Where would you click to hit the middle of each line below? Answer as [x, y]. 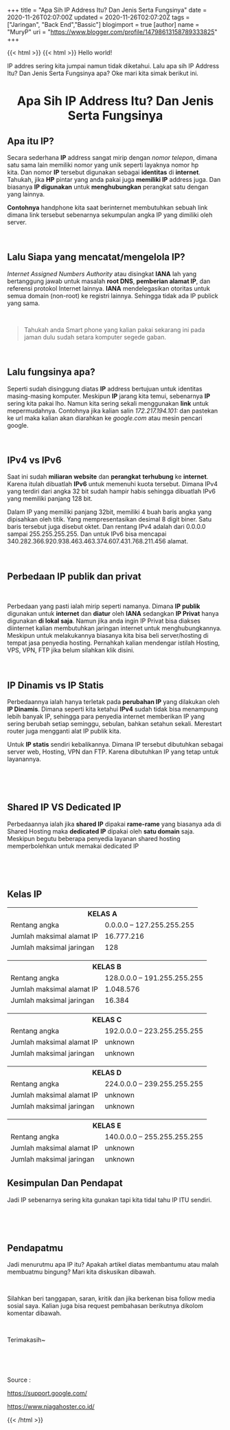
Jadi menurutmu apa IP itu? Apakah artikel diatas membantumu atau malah [113, 1265]
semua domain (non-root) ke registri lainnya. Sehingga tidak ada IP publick [113, 296]
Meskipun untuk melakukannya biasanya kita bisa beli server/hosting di [108, 636]
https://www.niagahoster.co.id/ [51, 1407]
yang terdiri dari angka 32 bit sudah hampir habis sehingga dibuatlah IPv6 [112, 491]
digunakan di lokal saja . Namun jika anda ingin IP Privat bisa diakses [104, 621]
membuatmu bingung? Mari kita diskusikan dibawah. [82, 1272]
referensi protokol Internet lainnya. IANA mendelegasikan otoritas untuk [109, 288]
